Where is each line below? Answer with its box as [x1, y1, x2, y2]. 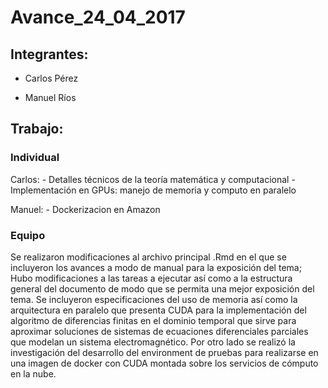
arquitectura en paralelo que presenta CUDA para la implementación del [10, 304, 307, 316]
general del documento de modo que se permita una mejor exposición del [10, 282, 315, 295]
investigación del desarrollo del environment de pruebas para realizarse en [10, 346, 319, 358]
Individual [10, 151, 60, 165]
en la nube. [10, 367, 57, 380]
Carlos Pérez [24, 72, 79, 84]
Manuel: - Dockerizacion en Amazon [10, 203, 161, 215]
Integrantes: [10, 46, 89, 63]
